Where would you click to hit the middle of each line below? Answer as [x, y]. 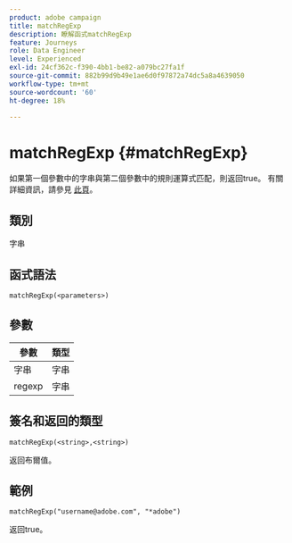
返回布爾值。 [32, 460]
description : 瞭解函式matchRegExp [70, 34]
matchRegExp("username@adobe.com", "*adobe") [95, 512]
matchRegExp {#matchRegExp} [129, 152]
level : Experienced [45, 59]
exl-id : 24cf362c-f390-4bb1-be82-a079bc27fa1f [97, 68]
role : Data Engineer [48, 51]
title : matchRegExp [45, 26]
